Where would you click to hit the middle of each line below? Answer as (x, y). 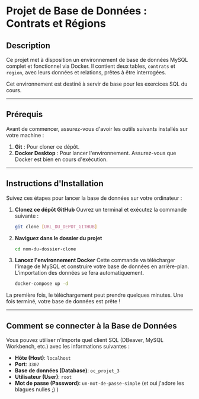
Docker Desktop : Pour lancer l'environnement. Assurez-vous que (95, 153)
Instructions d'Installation (55, 183)
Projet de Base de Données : (77, 11)
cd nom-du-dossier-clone (45, 249)
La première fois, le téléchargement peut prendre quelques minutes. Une (95, 295)
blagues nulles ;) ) (37, 389)
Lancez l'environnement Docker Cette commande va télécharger (95, 260)
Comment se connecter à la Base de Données (92, 326)
